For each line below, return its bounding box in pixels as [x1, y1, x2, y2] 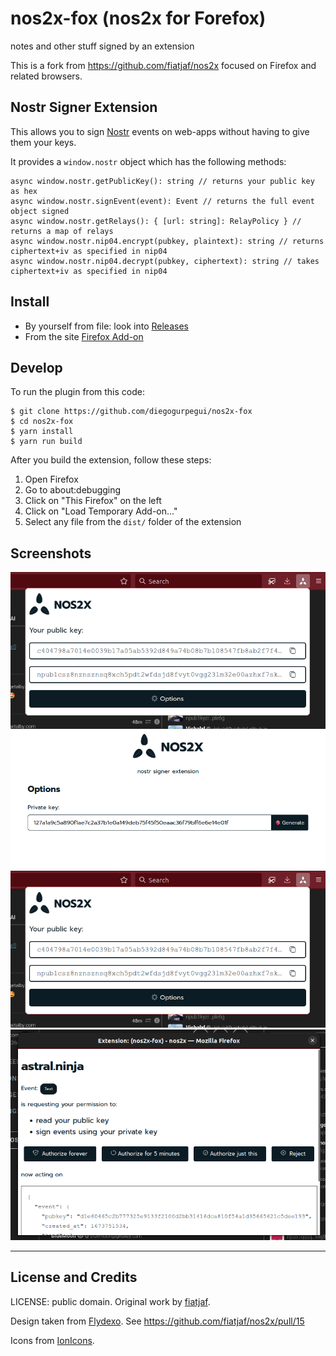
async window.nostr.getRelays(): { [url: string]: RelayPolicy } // [10, 216, 302, 226]
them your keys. [10, 136, 77, 148]
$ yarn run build [10, 437, 83, 447]
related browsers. [10, 70, 83, 82]
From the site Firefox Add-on [24, 330, 144, 342]
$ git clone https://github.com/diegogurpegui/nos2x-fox [10, 407, 253, 417]
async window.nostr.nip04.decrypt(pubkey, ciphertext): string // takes [10, 256, 320, 266]
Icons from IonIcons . [10, 1334, 95, 1346]
